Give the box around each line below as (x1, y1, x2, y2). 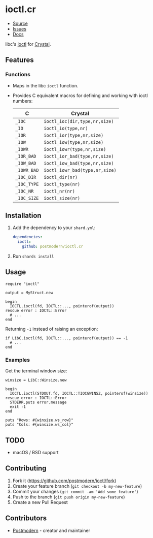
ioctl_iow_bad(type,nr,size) (44, 160, 114, 166)
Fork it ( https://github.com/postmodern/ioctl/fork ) (12, 478, 117, 484)
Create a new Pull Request (12, 499, 68, 505)
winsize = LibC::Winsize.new (5, 377, 67, 383)
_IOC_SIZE (15, 195, 39, 201)
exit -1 (10, 404, 26, 409)
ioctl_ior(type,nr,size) (44, 132, 104, 138)
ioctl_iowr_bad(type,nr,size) (44, 167, 117, 173)
